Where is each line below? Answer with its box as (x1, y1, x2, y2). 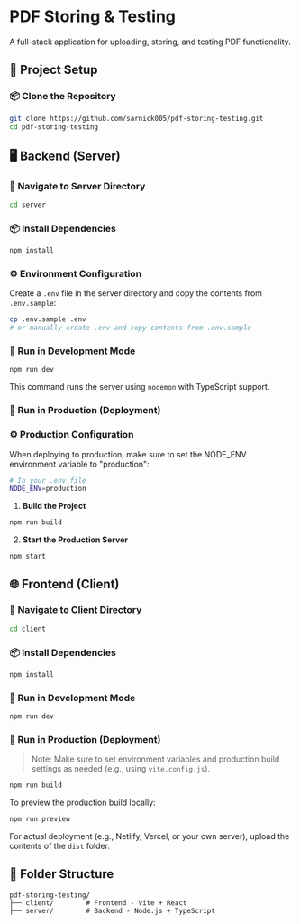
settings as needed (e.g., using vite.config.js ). (31, 763, 211, 774)
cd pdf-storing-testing (9, 122, 99, 132)
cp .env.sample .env (9, 315, 87, 324)
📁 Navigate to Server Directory (9, 180, 146, 192)
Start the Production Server (22, 534, 129, 545)
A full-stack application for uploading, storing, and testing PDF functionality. (9, 36, 291, 47)
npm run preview (9, 815, 70, 824)
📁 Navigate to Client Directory (9, 604, 142, 616)
